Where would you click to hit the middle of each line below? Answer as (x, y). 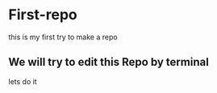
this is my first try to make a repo (63, 37)
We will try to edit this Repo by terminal (109, 62)
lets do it (23, 81)
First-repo (43, 15)
